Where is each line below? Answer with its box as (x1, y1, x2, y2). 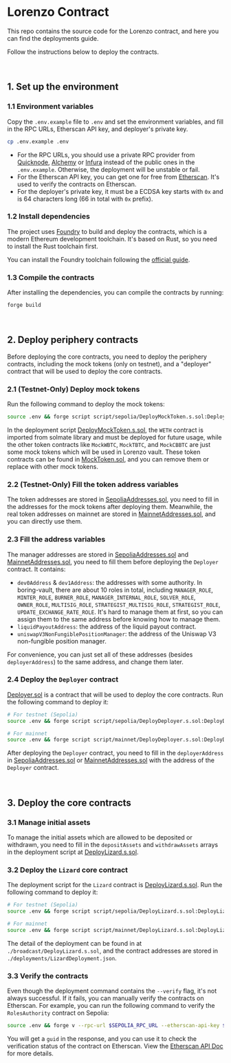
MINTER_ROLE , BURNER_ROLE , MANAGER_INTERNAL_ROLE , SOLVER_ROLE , (16, 593, 196, 601)
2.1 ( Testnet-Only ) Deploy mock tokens (7, 384, 140, 394)
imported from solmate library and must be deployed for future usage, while (7, 433, 222, 441)
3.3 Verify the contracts (7, 971, 89, 980)
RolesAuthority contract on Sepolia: (7, 1009, 109, 1017)
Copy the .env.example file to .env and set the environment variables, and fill (7, 117, 223, 126)
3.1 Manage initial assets (7, 817, 91, 827)
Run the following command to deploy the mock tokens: (7, 400, 165, 408)
